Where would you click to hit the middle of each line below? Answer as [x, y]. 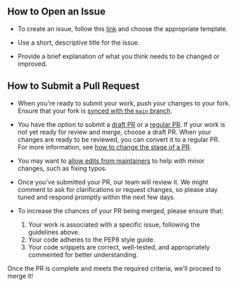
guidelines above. [54, 232]
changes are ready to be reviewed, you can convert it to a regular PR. [118, 139]
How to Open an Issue [57, 12]
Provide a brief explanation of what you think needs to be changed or [118, 56]
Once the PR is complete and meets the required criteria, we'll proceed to [114, 268]
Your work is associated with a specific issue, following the [114, 224]
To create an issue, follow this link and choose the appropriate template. [122, 28]
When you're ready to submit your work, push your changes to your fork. [124, 103]
